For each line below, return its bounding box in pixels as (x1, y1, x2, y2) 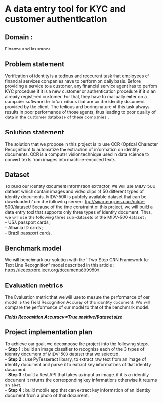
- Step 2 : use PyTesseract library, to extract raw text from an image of (5, 356, 147, 362)
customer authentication (5, 14, 107, 25)
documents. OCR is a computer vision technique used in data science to (5, 151, 149, 157)
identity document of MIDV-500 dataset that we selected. (5, 351, 120, 357)
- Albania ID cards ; (5, 225, 44, 231)
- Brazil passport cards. (5, 230, 52, 236)
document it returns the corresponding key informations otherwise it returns (5, 377, 157, 383)
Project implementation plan (5, 328, 93, 336)
